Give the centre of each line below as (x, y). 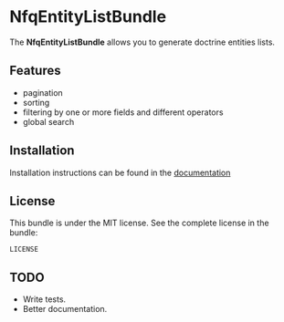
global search (48, 121)
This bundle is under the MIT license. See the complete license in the (139, 223)
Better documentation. (65, 309)
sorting (36, 102)
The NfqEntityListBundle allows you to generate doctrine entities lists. (142, 42)
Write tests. (44, 299)
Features (35, 71)
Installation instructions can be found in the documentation (120, 172)
